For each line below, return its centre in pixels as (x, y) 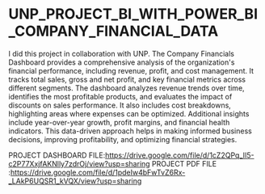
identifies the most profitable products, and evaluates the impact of (120, 96)
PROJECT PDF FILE (184, 163)
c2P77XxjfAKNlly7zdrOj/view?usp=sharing (80, 163)
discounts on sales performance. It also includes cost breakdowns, (120, 105)
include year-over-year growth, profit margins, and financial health (119, 122)
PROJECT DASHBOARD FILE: (57, 155)
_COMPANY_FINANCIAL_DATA (114, 31)
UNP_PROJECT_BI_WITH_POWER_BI (133, 14)
